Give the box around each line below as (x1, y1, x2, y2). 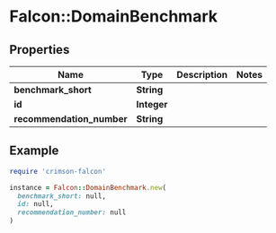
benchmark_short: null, (17, 191, 106, 201)
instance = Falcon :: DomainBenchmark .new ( (9, 183, 167, 192)
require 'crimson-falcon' (9, 167, 106, 176)
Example (9, 143, 59, 159)
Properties (9, 42, 70, 57)
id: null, (17, 200, 54, 209)
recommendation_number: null (17, 208, 127, 217)
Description (176, 69, 228, 81)
